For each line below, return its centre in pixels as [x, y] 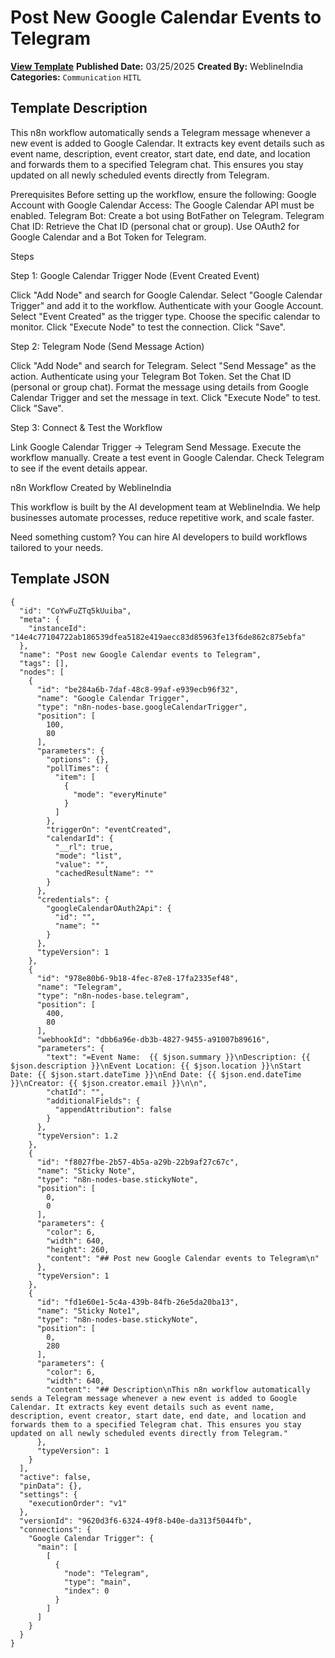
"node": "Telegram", [106, 1573]
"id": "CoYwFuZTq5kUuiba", [75, 611]
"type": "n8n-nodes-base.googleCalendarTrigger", [142, 707]
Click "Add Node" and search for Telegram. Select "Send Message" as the [163, 365]
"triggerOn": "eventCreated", [109, 829]
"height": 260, [78, 1249]
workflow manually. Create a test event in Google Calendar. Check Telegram [167, 457]
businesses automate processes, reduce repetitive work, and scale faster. [162, 517]
